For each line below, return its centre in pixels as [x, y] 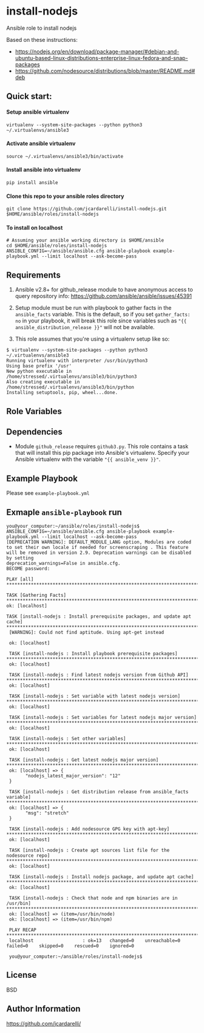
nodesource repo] [28, 855]
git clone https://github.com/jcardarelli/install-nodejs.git [87, 209]
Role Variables [34, 411]
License [22, 975]
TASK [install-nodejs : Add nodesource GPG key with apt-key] [89, 829]
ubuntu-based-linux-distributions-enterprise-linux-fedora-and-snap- [101, 58]
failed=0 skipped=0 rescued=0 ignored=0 [70, 946]
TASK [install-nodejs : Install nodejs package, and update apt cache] [101, 877]
